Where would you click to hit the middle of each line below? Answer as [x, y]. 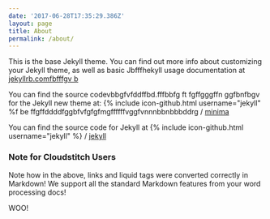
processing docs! [37, 192]
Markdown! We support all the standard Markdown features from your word [135, 183]
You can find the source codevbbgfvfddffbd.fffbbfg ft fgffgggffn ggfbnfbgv [134, 95]
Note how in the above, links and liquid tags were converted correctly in [129, 174]
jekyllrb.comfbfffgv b [43, 79]
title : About [30, 31]
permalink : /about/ [41, 39]
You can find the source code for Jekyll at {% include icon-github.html [126, 127]
